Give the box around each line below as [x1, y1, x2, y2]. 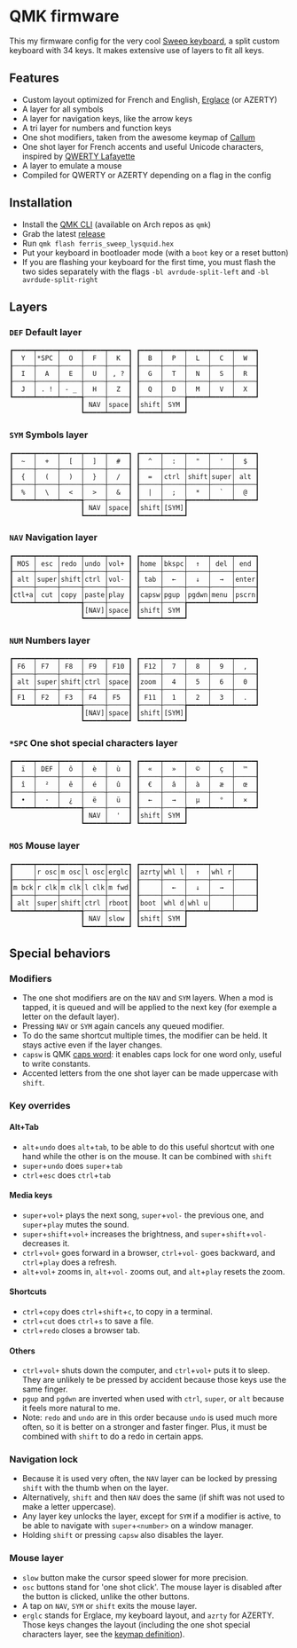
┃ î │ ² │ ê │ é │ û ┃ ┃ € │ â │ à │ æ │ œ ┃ [9, 781, 260, 789]
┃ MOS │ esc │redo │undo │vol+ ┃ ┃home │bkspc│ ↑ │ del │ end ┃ [9, 559, 260, 569]
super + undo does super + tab [21, 1160, 123, 1171]
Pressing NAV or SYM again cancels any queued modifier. [21, 1021, 224, 1032]
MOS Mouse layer [9, 840, 80, 852]
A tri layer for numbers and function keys [21, 122, 172, 133]
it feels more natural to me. [21, 1403, 121, 1414]
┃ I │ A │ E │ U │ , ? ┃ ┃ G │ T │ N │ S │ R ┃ [9, 370, 260, 379]
